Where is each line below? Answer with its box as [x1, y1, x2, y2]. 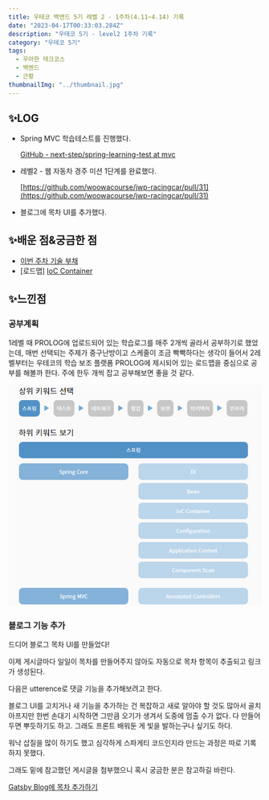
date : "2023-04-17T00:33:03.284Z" [8, 21, 124, 30]
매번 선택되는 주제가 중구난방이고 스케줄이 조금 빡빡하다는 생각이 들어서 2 [25, 348, 255, 357]
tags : [8, 47, 26, 55]
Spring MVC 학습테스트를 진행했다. [19, 133, 131, 144]
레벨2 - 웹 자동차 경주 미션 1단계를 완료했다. [19, 166, 157, 176]
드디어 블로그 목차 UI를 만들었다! [8, 639, 110, 650]
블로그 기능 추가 [8, 619, 66, 631]
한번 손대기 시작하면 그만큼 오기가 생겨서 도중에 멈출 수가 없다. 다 [35, 711, 239, 720]
